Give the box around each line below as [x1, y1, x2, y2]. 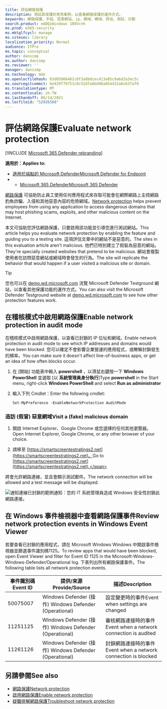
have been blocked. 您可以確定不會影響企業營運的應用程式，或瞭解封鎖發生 [5, 346, 160, 352]
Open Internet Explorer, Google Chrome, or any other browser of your [12, 431, 155, 437]
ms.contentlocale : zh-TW [5, 90, 57, 95]
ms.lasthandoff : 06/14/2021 [5, 95, 64, 100]
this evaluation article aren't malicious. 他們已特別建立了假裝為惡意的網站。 [5, 242, 159, 249]
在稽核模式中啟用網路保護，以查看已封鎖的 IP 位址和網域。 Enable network [5, 335, 157, 341]
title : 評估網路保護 [5, 7, 43, 12]
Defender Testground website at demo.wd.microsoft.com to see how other [5, 292, 158, 298]
